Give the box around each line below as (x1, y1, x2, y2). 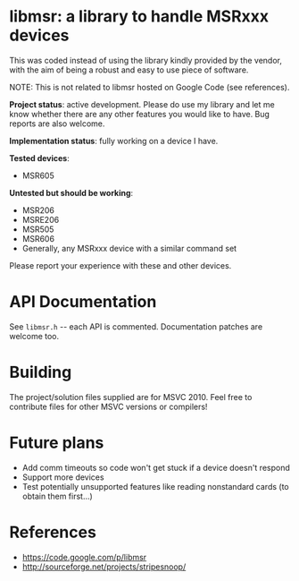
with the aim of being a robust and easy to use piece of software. (9, 64, 249, 75)
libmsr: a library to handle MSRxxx (9, 6, 270, 27)
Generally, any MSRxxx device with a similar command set (21, 243, 237, 253)
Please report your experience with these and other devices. (9, 260, 232, 270)
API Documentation (9, 292, 157, 312)
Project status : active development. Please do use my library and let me (9, 98, 275, 109)
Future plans (9, 432, 104, 453)
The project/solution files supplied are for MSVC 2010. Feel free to (9, 391, 253, 402)
